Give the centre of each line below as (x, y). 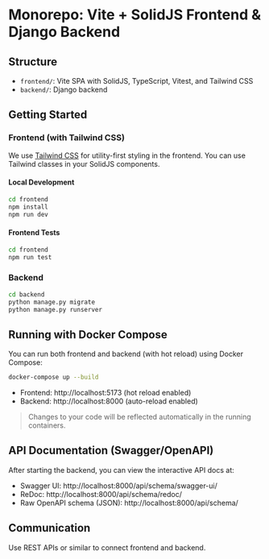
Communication (50, 528)
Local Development (41, 182)
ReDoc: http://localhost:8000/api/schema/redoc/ (101, 494)
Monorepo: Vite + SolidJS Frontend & (135, 15)
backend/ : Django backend (64, 89)
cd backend (27, 294)
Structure (33, 62)
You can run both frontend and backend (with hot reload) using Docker (126, 354)
